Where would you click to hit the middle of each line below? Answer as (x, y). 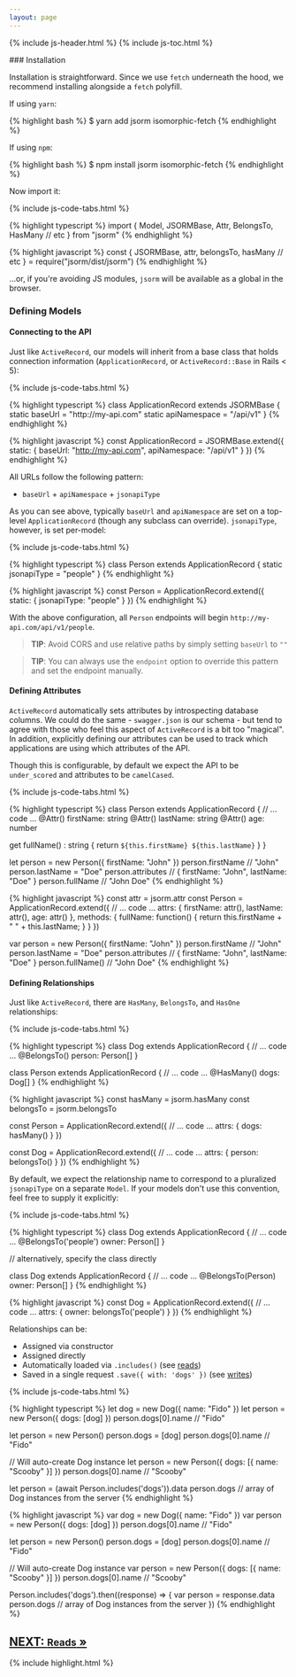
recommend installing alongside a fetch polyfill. (96, 86)
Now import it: (35, 190)
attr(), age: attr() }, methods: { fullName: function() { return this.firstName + (146, 917)
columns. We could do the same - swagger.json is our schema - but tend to (146, 719)
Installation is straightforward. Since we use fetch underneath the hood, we (147, 77)
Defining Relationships (52, 982)
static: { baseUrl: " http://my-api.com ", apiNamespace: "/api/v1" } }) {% (137, 450)
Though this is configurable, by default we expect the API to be (124, 765)
